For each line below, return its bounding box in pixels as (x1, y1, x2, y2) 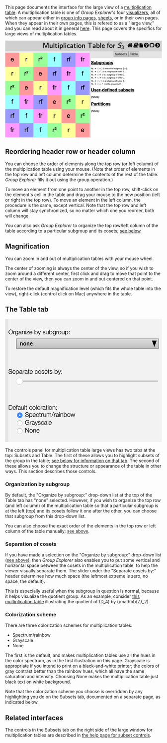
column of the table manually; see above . (5, 528, 90, 534)
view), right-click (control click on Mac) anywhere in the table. (5, 290, 132, 296)
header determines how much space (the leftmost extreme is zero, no (5, 573, 148, 579)
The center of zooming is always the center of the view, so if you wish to (5, 265, 154, 271)
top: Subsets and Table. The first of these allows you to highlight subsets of (5, 452, 160, 458)
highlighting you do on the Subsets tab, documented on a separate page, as (5, 694, 161, 700)
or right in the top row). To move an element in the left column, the (5, 197, 141, 203)
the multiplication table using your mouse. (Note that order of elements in (5, 166, 155, 172)
